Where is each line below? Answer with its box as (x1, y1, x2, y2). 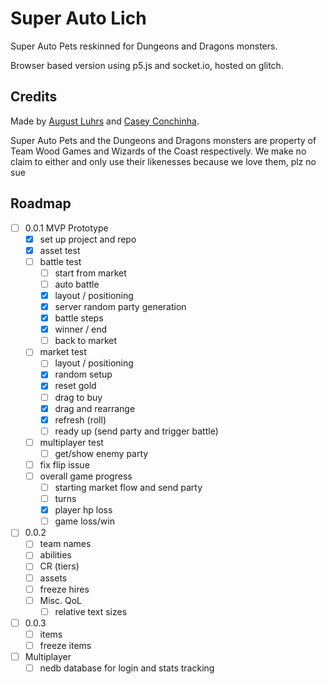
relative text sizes (54, 605, 128, 617)
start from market (54, 267, 127, 279)
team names (39, 538, 92, 550)
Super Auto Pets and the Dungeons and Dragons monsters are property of (10, 134, 317, 146)
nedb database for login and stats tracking (39, 662, 215, 674)
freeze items (39, 639, 92, 651)
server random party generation (54, 301, 187, 312)
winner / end (54, 323, 108, 336)
